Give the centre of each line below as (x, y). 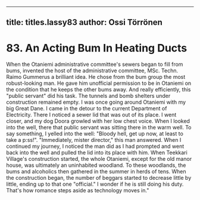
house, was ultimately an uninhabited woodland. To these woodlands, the (96, 165)
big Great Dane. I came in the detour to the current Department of (87, 109)
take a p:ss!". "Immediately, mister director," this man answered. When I (94, 140)
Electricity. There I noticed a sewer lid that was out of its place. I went (91, 115)
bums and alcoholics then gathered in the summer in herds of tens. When (96, 172)
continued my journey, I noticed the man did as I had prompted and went (95, 147)
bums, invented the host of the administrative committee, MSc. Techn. (92, 71)
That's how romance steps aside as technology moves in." (78, 191)
